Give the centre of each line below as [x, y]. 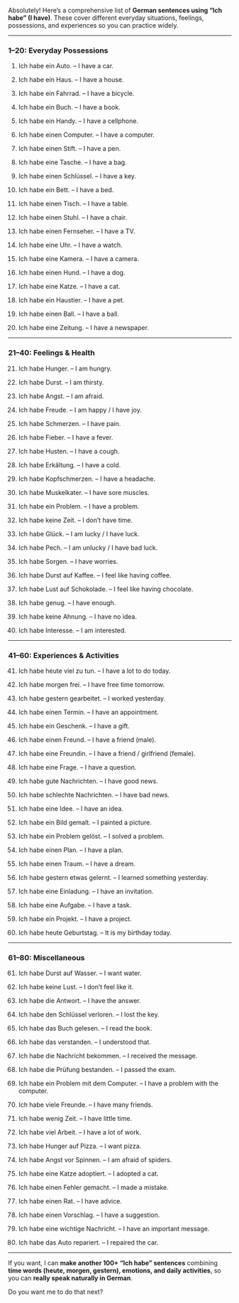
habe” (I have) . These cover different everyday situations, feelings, [106, 18]
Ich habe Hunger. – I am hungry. [65, 368]
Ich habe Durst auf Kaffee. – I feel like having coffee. [95, 575]
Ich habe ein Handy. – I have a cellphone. [78, 121]
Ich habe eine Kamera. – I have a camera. [78, 259]
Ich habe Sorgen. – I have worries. [68, 561]
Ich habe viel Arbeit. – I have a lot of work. [79, 1132]
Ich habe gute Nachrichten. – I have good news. [88, 781]
